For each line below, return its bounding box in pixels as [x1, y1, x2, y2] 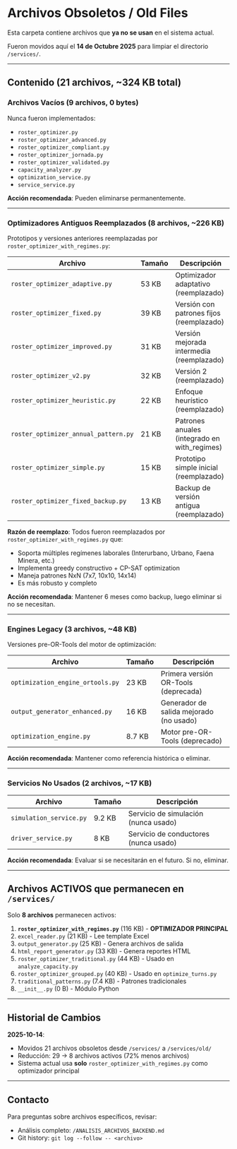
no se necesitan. [7, 600, 56, 608]
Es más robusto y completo [17, 578, 97, 587]
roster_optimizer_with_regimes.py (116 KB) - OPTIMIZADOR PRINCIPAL [17, 924, 229, 933]
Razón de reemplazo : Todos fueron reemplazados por [7, 528, 166, 536]
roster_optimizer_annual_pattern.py [11, 429, 134, 438]
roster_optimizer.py [17, 129, 78, 136]
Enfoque [175, 386, 203, 396]
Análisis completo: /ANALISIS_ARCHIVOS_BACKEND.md [17, 1126, 164, 1134]
